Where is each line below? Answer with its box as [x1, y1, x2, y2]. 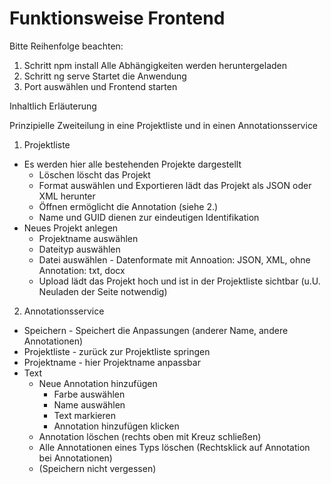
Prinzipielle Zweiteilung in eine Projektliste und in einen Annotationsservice [9, 119, 319, 131]
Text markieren [53, 409, 116, 421]
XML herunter [38, 190, 96, 202]
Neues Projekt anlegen [23, 222, 119, 234]
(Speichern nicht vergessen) [38, 462, 157, 474]
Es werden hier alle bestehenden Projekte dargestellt [23, 158, 242, 170]
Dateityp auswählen [38, 243, 121, 255]
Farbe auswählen [53, 388, 126, 400]
